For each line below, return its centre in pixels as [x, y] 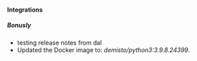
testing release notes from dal [59, 42]
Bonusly [19, 25]
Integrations [25, 10]
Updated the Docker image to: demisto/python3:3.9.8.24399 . [103, 50]
